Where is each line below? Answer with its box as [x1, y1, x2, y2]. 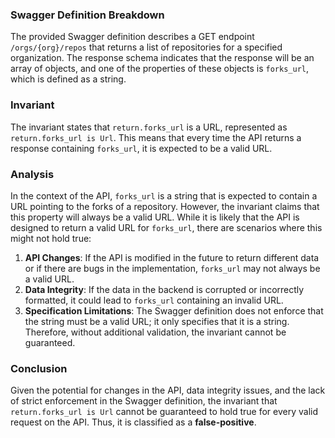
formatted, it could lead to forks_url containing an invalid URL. [24, 294, 284, 306]
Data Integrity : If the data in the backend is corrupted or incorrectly [24, 283, 305, 295]
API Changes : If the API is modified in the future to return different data [24, 251, 320, 263]
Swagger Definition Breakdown [10, 8, 165, 22]
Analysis [10, 167, 55, 181]
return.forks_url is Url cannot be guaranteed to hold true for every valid [10, 406, 319, 418]
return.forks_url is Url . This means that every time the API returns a [10, 131, 302, 143]
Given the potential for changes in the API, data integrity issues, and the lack [10, 384, 326, 397]
